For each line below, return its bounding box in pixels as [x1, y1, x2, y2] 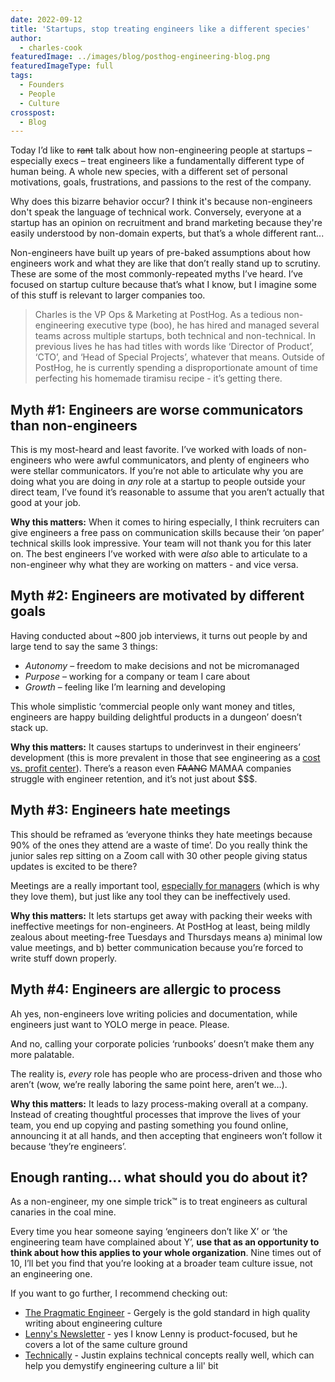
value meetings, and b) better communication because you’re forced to [10, 941, 304, 953]
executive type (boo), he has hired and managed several [86, 319, 320, 331]
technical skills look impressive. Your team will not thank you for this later [10, 537, 312, 550]
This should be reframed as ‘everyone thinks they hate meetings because [10, 828, 313, 840]
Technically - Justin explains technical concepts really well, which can [24, 1349, 315, 1361]
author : [10, 33, 43, 43]
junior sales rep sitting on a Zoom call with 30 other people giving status [10, 849, 308, 861]
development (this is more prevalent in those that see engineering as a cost [10, 751, 321, 763]
